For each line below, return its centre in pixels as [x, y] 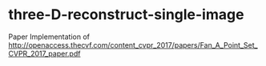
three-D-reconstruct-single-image [126, 15]
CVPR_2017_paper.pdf [44, 53]
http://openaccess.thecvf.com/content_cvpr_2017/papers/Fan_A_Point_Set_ [133, 45]
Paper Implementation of [49, 37]
